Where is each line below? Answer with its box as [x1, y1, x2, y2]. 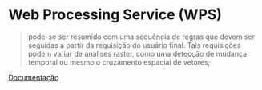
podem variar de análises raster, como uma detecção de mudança [27, 49, 247, 58]
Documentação [8, 72, 59, 82]
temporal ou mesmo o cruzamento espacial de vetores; [27, 57, 211, 67]
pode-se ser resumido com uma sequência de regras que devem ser [27, 32, 255, 41]
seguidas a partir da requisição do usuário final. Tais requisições [27, 40, 241, 49]
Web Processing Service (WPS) [8, 6, 223, 24]
